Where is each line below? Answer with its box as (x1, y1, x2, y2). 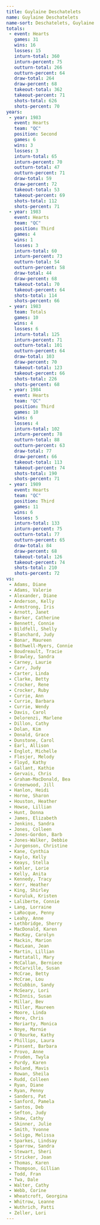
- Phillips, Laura (8, 1037, 55, 1044)
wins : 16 (14, 42, 36, 48)
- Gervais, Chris (8, 770, 52, 776)
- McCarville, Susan (8, 965, 60, 971)
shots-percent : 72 (14, 571, 60, 577)
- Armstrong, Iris (8, 604, 55, 610)
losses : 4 (14, 420, 39, 426)
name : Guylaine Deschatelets (6, 14, 79, 20)
